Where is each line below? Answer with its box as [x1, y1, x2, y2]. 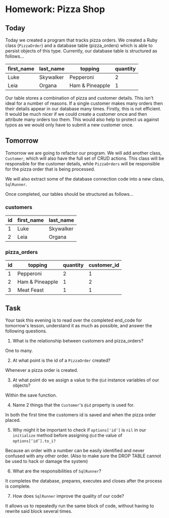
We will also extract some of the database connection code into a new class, [5, 176, 164, 182]
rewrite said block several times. [5, 508, 73, 514]
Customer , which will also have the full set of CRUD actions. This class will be [5, 155, 164, 161]
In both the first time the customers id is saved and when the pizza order [5, 412, 156, 418]
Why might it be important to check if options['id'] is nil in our [12, 427, 146, 433]
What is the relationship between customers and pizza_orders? [12, 338, 144, 344]
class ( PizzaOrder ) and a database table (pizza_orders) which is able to [5, 42, 153, 49]
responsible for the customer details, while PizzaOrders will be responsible [5, 160, 160, 166]
